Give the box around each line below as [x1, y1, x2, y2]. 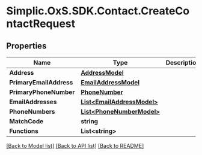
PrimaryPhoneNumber [9, 88, 75, 96]
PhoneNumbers [9, 108, 55, 116]
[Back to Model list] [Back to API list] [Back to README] [6, 142, 144, 149]
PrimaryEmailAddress [9, 78, 73, 86]
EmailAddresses [9, 98, 57, 106]
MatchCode [9, 117, 44, 125]
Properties [6, 41, 47, 51]
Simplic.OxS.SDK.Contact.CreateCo [6, 4, 190, 18]
